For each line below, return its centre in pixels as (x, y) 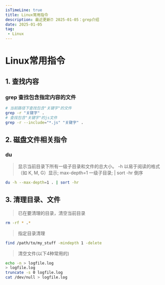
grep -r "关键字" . (25, 113)
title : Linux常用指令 (27, 15)
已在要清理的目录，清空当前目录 (51, 213)
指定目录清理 (31, 233)
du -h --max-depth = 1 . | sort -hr (42, 182)
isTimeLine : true (24, 10)
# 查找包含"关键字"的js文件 (31, 118)
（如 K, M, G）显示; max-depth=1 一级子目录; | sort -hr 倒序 (80, 173)
